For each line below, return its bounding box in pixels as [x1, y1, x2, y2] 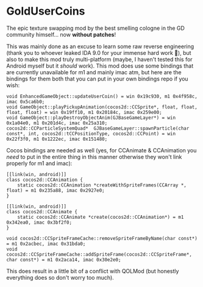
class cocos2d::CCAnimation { [6, 177, 84, 183]
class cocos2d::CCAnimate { [6, 208, 78, 214]
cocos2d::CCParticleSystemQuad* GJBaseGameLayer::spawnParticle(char [6, 125, 190, 132]
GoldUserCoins [6, 4, 85, 18]
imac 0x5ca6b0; [6, 99, 45, 105]
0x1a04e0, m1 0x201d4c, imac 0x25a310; [6, 120, 108, 126]
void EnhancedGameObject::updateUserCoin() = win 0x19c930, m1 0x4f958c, [6, 93, 198, 99]
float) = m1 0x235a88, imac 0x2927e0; [6, 187, 105, 193]
